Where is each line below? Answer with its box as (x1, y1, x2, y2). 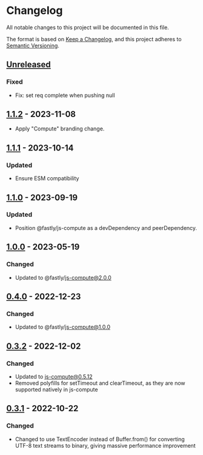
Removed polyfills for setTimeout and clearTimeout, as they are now (15, 379, 186, 386)
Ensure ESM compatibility (15, 175, 79, 182)
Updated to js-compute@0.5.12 (15, 372, 93, 380)
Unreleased (6, 59, 52, 70)
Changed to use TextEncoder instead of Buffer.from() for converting (15, 435, 185, 443)
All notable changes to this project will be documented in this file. (6, 24, 170, 31)
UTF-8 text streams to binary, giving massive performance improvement (15, 442, 196, 449)
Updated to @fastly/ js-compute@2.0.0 (15, 274, 112, 281)
